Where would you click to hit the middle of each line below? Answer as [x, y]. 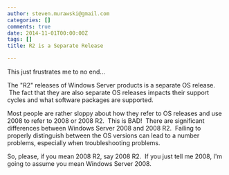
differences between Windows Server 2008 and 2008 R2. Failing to [104, 128]
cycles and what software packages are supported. [80, 100]
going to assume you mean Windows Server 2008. [80, 164]
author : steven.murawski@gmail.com [58, 14]
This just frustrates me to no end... [56, 72]
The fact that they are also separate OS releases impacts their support [109, 92]
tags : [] [20, 40]
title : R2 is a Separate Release [55, 46]
